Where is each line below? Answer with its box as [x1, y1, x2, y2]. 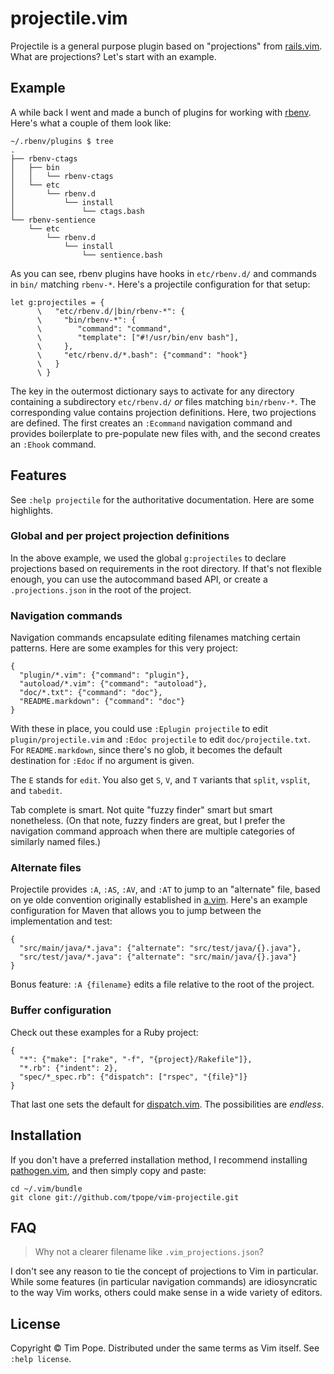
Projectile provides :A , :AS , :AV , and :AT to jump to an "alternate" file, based [10, 883, 321, 896]
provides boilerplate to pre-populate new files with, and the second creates [10, 427, 321, 439]
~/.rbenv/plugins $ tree [10, 136, 114, 146]
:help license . [10, 1353, 72, 1365]
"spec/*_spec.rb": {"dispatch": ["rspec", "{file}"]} [19, 1072, 248, 1082]
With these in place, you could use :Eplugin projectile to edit [10, 723, 269, 735]
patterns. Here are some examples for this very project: [10, 642, 238, 654]
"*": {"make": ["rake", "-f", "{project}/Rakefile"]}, [19, 1054, 253, 1064]
